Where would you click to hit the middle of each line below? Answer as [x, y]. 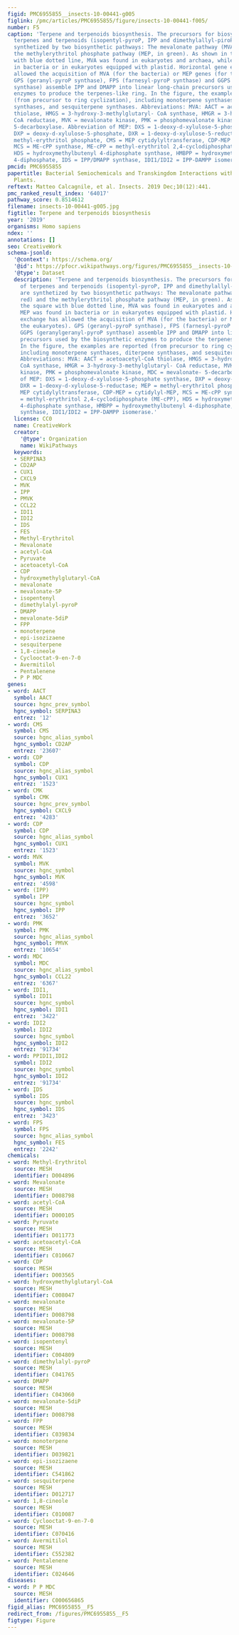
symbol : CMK [32, 798]
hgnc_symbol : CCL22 [43, 976]
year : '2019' [27, 220]
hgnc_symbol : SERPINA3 [47, 711]
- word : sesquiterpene [41, 1481]
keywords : [28, 452]
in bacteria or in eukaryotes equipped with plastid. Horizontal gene [121, 67]
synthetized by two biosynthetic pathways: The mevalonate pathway [116, 47]
